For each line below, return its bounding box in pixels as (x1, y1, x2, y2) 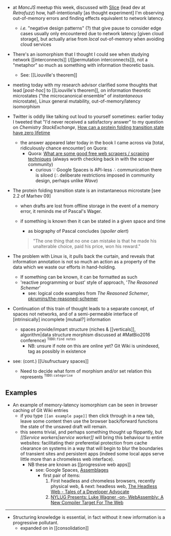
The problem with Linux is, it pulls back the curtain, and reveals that (12, 253, 155, 259)
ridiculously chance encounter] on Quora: (20, 145, 108, 151)
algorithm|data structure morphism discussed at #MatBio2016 (20, 332, 150, 337)
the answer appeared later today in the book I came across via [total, (20, 140, 165, 145)
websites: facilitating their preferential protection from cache (20, 440, 148, 446)
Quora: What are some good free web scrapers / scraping (27, 151, 149, 156)
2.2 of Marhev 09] (12, 193, 51, 199)
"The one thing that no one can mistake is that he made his (33, 238, 157, 244)
